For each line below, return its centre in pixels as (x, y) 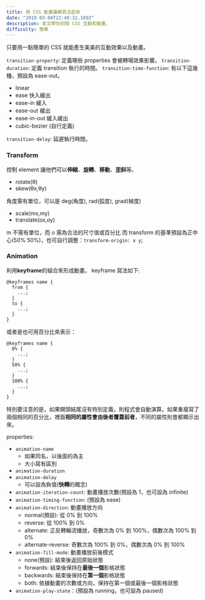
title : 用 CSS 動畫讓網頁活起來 (43, 12)
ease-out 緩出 (33, 110)
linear (22, 88)
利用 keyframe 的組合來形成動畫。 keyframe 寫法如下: (73, 270)
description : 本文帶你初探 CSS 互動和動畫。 (58, 23)
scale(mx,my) (32, 213)
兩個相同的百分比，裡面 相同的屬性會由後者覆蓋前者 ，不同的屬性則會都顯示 (100, 417)
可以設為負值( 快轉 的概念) (56, 484)
